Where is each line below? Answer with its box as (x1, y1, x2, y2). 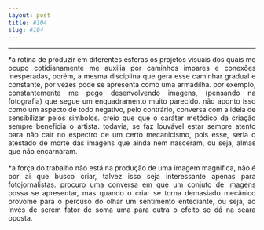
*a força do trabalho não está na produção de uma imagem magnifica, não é (8, 163, 256, 173)
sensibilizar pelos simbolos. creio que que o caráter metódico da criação (8, 113, 256, 122)
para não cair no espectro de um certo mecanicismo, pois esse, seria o (8, 130, 256, 140)
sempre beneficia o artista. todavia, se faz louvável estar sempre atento (8, 122, 256, 131)
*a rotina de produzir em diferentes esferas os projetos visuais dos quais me (8, 55, 256, 64)
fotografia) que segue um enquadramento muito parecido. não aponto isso (8, 97, 256, 106)
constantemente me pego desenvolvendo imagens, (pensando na (8, 88, 256, 98)
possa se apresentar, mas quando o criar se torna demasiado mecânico (8, 188, 256, 198)
